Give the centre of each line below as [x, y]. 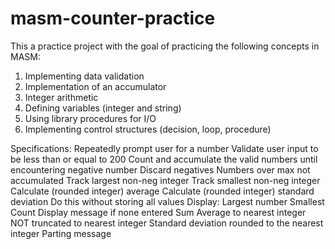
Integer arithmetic [61, 97]
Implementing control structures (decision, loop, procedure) [148, 129]
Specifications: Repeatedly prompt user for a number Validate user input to [164, 148]
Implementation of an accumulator [95, 86]
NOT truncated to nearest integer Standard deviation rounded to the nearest [167, 223]
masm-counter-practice [113, 18]
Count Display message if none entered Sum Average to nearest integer [158, 212]
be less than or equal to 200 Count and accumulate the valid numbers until [164, 159]
